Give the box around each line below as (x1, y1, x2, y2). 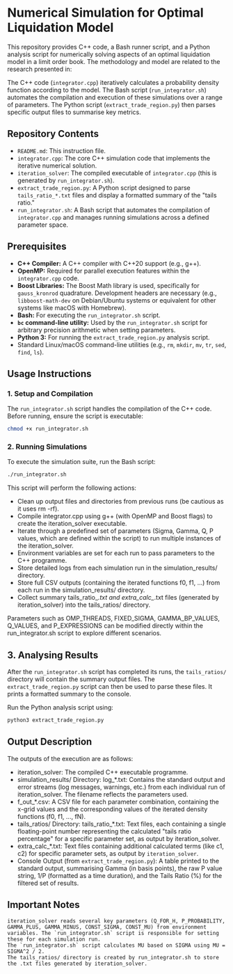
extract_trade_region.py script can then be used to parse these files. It (7, 682, 212, 691)
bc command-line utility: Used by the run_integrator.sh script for (17, 318, 208, 326)
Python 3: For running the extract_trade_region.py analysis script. (17, 333, 210, 342)
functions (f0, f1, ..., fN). (17, 812, 86, 820)
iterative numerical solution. (17, 161, 97, 170)
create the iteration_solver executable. (17, 520, 127, 528)
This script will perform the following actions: (7, 484, 137, 492)
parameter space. (17, 221, 68, 229)
